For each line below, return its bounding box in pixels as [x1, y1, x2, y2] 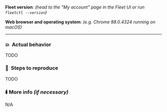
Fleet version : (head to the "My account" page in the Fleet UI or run [5, 4, 145, 10]
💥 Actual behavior [5, 41, 51, 48]
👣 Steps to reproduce [5, 65, 59, 72]
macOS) [5, 24, 22, 30]
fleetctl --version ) [5, 9, 47, 15]
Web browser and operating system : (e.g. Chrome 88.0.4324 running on [5, 19, 156, 25]
